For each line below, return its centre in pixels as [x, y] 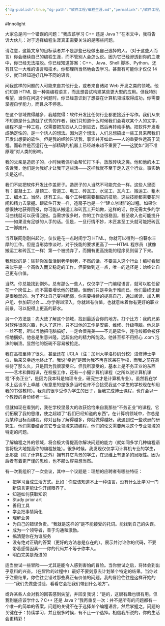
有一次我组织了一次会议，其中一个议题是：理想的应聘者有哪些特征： [74, 471]
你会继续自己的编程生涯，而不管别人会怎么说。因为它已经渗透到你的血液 [87, 57]
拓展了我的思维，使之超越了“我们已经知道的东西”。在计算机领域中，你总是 [84, 413]
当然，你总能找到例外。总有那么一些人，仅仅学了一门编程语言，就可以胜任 [80, 283]
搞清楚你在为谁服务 [32, 536]
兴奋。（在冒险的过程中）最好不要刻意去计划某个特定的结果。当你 [88, 571]
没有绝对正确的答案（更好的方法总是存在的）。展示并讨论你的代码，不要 [84, 542]
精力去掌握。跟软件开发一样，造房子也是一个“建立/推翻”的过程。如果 [83, 203]
